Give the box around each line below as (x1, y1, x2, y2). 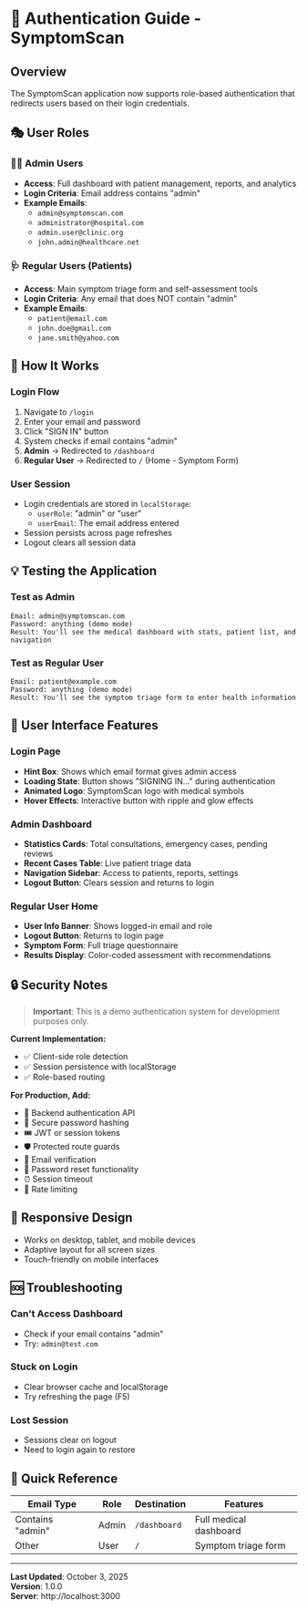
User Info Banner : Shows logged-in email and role (23, 921, 213, 932)
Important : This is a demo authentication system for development (32, 1006, 281, 1017)
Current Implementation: (10, 1034, 107, 1045)
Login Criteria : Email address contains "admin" (23, 187, 201, 199)
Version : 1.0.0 (10, 1581, 63, 1592)
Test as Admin (10, 591, 76, 604)
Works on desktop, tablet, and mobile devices (23, 1234, 196, 1245)
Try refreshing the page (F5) (23, 1390, 130, 1402)
